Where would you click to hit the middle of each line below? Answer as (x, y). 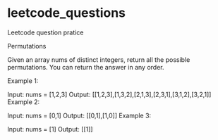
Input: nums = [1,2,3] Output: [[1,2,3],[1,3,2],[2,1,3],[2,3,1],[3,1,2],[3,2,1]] (109, 94)
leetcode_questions (66, 13)
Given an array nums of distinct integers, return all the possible (99, 59)
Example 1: (23, 81)
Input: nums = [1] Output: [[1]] (50, 129)
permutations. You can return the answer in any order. (86, 67)
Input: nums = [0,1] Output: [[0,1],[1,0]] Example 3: (79, 115)
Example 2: (24, 102)
